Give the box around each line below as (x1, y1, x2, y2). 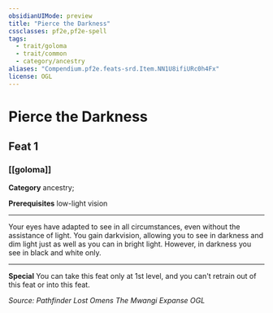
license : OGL (8, 72, 53, 80)
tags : (8, 34, 27, 43)
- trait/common (15, 50, 67, 58)
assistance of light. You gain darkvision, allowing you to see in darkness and (8, 230, 264, 240)
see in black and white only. (8, 247, 102, 257)
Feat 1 (8, 140, 39, 154)
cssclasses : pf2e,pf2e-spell (8, 27, 107, 35)
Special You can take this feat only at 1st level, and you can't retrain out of (8, 271, 257, 280)
